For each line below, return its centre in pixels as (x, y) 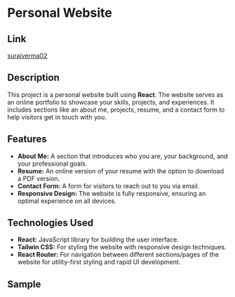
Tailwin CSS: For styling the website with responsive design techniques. (122, 247)
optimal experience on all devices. (67, 201)
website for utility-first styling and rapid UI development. (99, 262)
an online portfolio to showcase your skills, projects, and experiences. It (111, 102)
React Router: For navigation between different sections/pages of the (118, 255)
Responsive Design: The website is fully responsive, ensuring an (112, 193)
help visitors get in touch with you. (57, 117)
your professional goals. (52, 164)
